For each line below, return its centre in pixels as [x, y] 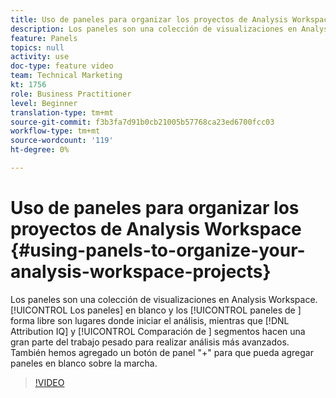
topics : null [37, 47]
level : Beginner [44, 103]
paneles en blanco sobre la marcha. [84, 363]
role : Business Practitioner [71, 94]
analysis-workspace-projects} [141, 272]
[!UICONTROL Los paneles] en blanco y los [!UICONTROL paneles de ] [156, 310]
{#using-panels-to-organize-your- [158, 250]
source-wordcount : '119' [62, 141]
